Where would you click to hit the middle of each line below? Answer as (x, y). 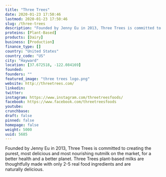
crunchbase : (17, 111)
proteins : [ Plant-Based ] (31, 33)
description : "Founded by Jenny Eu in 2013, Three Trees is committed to (83, 28)
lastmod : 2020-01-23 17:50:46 (37, 19)
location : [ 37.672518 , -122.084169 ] (43, 65)
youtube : (14, 107)
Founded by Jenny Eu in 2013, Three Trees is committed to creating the (78, 148)
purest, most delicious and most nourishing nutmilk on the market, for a (78, 154)
